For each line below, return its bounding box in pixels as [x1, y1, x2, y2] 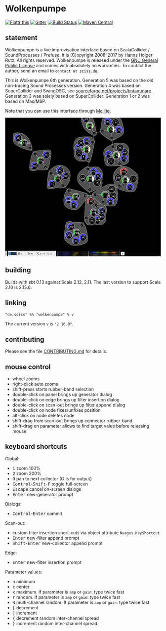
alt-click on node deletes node [12, 413, 75, 418]
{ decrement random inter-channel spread [12, 615, 99, 621]
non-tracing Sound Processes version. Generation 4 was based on [5, 82, 141, 88]
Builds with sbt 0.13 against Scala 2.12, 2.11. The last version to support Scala [5, 279, 161, 285]
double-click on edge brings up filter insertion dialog [12, 397, 120, 402]
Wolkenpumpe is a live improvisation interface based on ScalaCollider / [5, 46, 150, 52]
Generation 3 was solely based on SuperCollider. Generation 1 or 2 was [5, 93, 150, 99]
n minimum [12, 578, 36, 584]
